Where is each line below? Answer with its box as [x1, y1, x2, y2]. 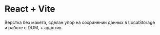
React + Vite [4, 3, 56, 15]
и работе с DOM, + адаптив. [4, 24, 63, 30]
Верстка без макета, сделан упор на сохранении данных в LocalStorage [4, 19, 155, 25]
